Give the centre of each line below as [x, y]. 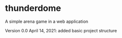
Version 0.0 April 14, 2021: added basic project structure [61, 30]
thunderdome [33, 8]
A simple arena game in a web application [47, 21]
